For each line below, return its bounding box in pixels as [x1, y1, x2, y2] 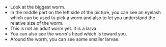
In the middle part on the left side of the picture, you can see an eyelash [10, 10, 161, 15]
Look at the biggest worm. [10, 4, 66, 10]
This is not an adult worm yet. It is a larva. [10, 25, 98, 31]
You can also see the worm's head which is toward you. [10, 31, 127, 37]
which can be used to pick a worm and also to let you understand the [10, 15, 155, 21]
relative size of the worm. [10, 20, 64, 26]
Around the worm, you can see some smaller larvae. [10, 36, 120, 42]
